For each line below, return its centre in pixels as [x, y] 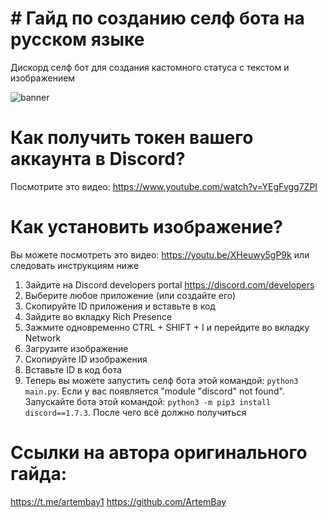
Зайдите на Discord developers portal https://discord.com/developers [169, 284]
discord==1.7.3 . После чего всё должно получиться [135, 412]
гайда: [39, 474]
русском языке [77, 39]
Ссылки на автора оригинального [159, 453]
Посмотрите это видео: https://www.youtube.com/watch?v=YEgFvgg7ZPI [164, 186]
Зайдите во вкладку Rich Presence [98, 316]
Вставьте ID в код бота [73, 369]
